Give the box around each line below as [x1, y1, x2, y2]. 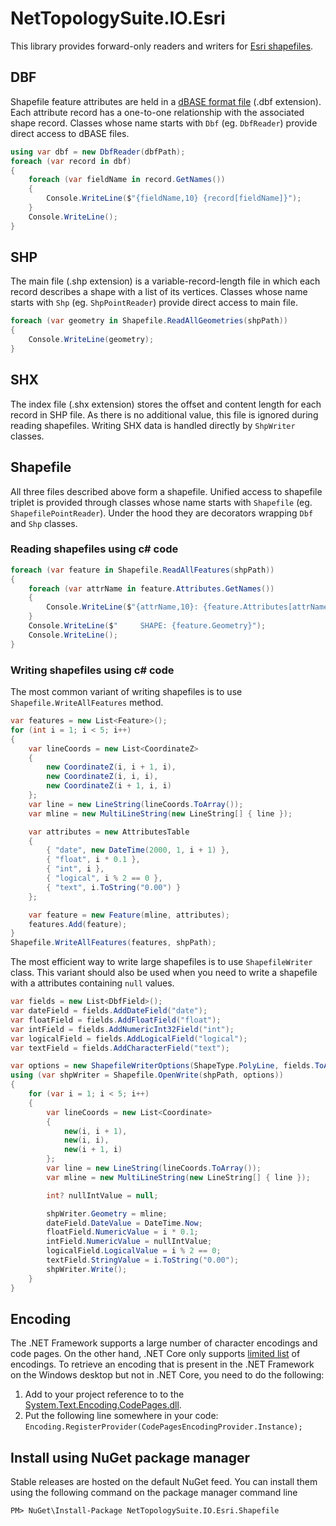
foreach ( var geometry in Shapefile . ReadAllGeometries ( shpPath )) [10, 316, 288, 326]
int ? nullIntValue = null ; [46, 1190, 159, 1201]
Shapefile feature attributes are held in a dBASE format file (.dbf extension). [10, 95, 322, 107]
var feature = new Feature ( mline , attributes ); [28, 910, 230, 920]
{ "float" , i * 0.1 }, [46, 855, 141, 865]
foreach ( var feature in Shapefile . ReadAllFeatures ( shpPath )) [10, 565, 275, 575]
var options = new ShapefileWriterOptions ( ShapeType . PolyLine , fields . [10, 1061, 315, 1071]
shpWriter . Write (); [46, 1264, 128, 1274]
